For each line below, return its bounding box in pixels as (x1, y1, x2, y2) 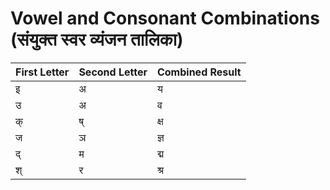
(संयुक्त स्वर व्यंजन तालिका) (10, 28, 184, 51)
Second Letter (78, 65, 148, 79)
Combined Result (156, 65, 242, 79)
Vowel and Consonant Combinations (10, 7, 320, 30)
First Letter (15, 65, 70, 79)
